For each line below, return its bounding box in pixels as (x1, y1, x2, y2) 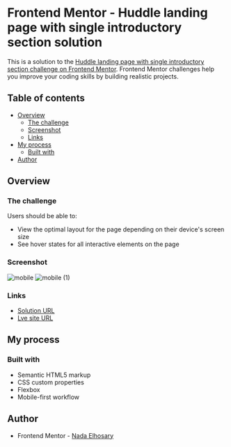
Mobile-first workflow (17, 393, 80, 401)
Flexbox (17, 385, 40, 393)
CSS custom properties (17, 377, 85, 387)
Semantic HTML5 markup (17, 371, 91, 379)
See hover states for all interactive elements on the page (17, 240, 180, 248)
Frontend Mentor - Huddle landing (7, 5, 208, 21)
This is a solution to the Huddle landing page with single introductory (7, 57, 205, 65)
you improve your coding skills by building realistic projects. (7, 72, 179, 81)
